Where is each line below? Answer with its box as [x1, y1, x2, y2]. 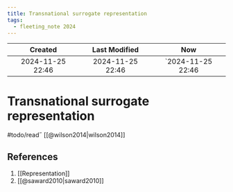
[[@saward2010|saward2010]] [17, 177, 104, 185]
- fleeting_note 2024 [13, 23, 76, 30]
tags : [7, 17, 23, 24]
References [7, 150, 58, 163]
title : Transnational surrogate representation [7, 10, 148, 17]
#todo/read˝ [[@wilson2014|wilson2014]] [7, 131, 126, 139]
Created [30, 45, 58, 55]
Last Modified [92, 45, 139, 55]
